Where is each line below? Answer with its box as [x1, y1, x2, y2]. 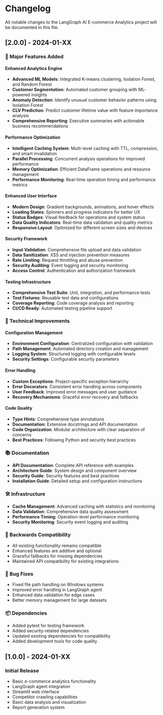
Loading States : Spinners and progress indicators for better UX [12, 209, 140, 215]
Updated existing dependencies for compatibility [12, 633, 111, 639]
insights [31, 92, 47, 98]
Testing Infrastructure [5, 279, 51, 285]
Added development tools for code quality [12, 638, 97, 644]
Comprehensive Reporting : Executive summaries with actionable [12, 118, 144, 124]
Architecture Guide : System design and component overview [12, 468, 137, 473]
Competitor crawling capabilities [12, 694, 78, 700]
